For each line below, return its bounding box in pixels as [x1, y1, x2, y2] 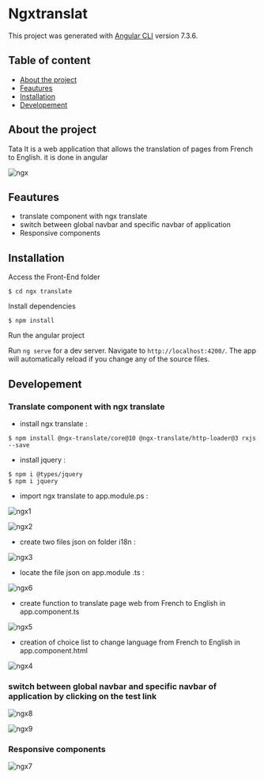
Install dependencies [8, 301, 77, 311]
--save [8, 441, 30, 449]
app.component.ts [19, 607, 80, 616]
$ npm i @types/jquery [8, 470, 83, 478]
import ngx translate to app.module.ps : [19, 491, 149, 501]
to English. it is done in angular [8, 152, 108, 162]
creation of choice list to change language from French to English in [19, 637, 241, 647]
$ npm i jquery [8, 477, 58, 485]
